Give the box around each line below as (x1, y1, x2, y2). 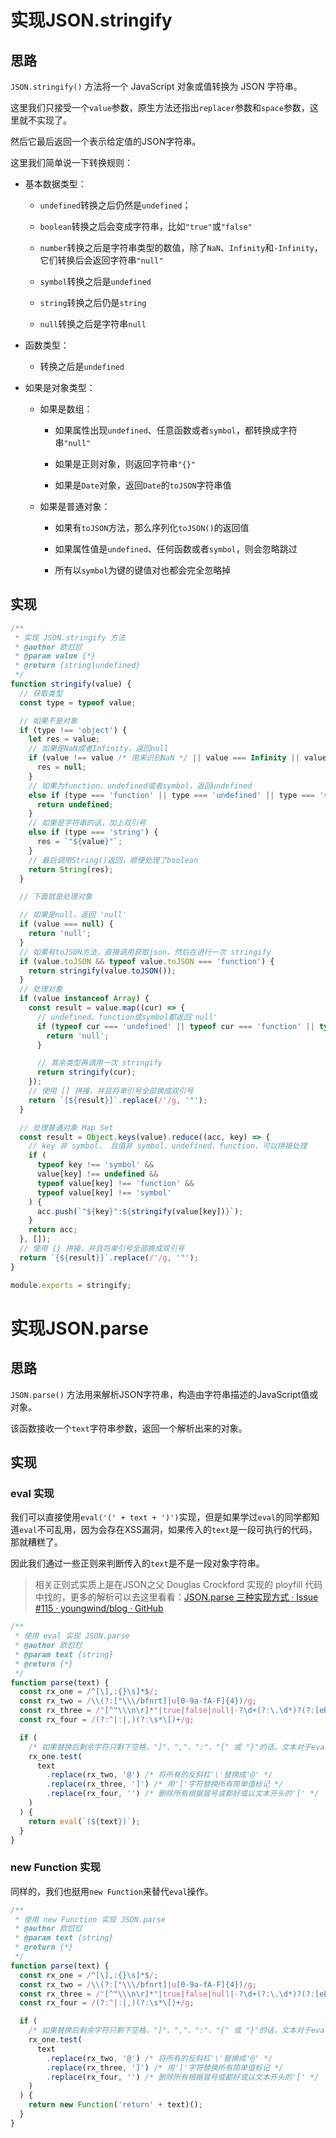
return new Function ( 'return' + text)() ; (28, 2100, 203, 2110)
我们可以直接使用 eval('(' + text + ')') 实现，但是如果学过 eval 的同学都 (10, 1511, 312, 1523)
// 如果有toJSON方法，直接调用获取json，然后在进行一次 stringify (19, 947, 272, 957)
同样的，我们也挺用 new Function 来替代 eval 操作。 (10, 1885, 214, 1897)
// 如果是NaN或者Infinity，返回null (28, 744, 169, 754)
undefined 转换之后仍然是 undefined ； (39, 199, 192, 211)
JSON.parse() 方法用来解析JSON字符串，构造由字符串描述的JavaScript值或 (10, 1388, 319, 1400)
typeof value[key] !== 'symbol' (36, 1187, 172, 1198)
